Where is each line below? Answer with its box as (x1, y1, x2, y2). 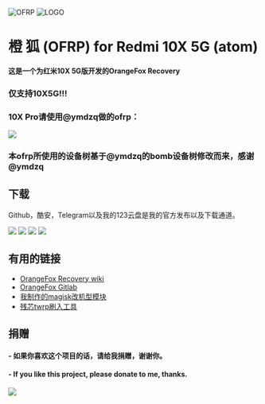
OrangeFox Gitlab (19, 282, 78, 292)
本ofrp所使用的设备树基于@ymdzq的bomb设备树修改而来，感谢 (8, 150, 255, 161)
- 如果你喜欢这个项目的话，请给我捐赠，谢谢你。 (8, 351, 167, 360)
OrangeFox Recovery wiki (19, 274, 105, 283)
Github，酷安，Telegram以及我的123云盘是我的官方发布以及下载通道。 (8, 210, 240, 219)
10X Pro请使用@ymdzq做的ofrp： (8, 111, 140, 122)
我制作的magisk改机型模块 (19, 291, 107, 301)
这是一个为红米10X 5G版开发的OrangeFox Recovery (8, 66, 181, 76)
